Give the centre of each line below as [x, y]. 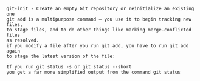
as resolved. [23, 40]
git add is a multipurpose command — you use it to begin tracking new [99, 19]
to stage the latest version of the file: [61, 56]
